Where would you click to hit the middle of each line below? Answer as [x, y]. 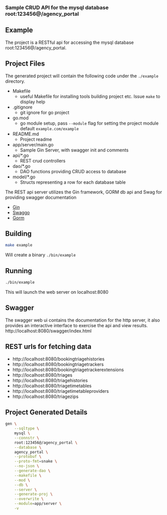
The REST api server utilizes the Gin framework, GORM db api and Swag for [84, 192]
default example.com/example [49, 128]
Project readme [36, 139]
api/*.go [21, 155]
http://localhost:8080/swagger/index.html [49, 331]
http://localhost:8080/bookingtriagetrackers [58, 364]
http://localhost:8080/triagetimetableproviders [61, 391]
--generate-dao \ [32, 471]
